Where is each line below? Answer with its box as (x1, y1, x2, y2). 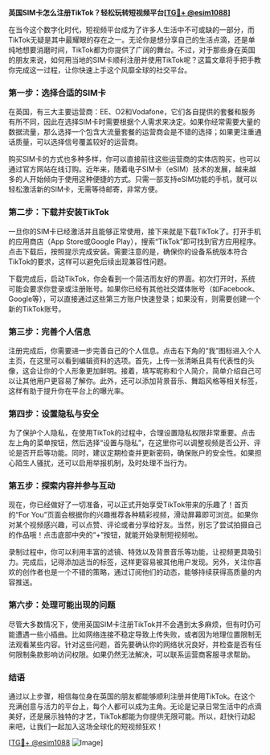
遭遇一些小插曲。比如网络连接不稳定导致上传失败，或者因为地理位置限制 (14, 629, 255, 639)
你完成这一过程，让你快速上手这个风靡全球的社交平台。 (8, 65, 191, 75)
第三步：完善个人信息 (8, 326, 91, 337)
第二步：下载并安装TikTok (8, 207, 110, 218)
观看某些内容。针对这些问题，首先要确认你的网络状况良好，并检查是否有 (14, 639, 255, 649)
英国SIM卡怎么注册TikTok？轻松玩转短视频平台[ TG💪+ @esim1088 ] (8, 8, 231, 17)
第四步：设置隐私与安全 (8, 408, 99, 419)
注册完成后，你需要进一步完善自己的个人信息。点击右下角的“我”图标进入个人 (8, 345, 261, 355)
